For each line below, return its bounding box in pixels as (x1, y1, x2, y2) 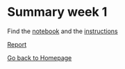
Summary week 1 (7, 4, 108, 20)
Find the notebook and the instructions (7, 27, 118, 35)
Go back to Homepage (7, 53, 72, 62)
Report (7, 40, 27, 48)
